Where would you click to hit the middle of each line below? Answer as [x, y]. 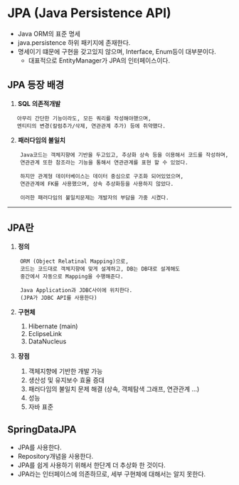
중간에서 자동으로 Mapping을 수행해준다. [72, 276]
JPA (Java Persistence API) [90, 13]
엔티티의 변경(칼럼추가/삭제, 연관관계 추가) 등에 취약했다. [91, 126]
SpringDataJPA [42, 429]
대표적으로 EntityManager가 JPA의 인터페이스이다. [99, 60]
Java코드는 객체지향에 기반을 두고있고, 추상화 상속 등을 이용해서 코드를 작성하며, [124, 155]
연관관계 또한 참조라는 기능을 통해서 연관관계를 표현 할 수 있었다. [104, 162]
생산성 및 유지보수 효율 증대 [66, 380]
